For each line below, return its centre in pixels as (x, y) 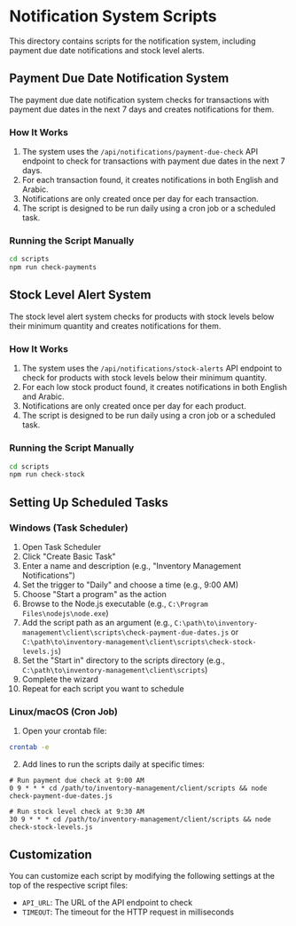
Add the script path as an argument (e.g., (97, 622)
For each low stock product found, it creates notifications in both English (155, 387)
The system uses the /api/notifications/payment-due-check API (140, 152)
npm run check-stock (47, 475)
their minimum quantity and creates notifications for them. (115, 325)
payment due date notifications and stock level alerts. (107, 50)
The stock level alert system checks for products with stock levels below (142, 316)
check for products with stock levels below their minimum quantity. (144, 378)
